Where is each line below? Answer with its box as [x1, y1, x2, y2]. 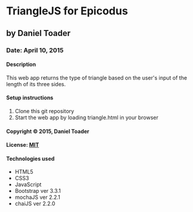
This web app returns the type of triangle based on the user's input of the [6, 74, 187, 81]
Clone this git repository [14, 107, 75, 114]
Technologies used [6, 155, 55, 162]
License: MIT [6, 141, 39, 149]
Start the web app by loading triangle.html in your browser [14, 114, 158, 121]
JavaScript [14, 181, 42, 188]
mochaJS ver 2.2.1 [14, 193, 61, 201]
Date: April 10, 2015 [6, 46, 64, 54]
